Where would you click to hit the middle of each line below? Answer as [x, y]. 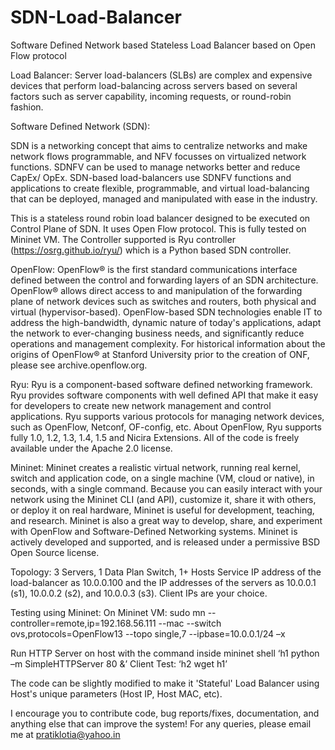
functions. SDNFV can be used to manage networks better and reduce [155, 167]
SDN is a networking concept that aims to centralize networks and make [159, 145]
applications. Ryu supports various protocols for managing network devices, [167, 416]
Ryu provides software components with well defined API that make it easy [164, 395]
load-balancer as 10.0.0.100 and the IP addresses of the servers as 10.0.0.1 [163, 582]
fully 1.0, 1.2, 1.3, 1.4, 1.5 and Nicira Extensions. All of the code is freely [155, 437]
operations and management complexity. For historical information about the [168, 343]
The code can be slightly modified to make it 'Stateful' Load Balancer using [165, 683]
